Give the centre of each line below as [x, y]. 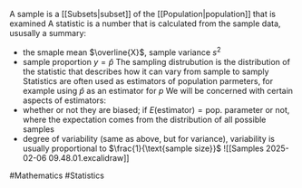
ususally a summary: [48, 33]
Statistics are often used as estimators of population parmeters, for [148, 80]
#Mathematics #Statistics [57, 175]
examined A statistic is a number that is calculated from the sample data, [145, 23]
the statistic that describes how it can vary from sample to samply [146, 71]
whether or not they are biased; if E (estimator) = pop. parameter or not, [156, 109]
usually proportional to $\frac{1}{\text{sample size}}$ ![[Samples [143, 148]
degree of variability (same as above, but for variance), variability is [148, 138]
